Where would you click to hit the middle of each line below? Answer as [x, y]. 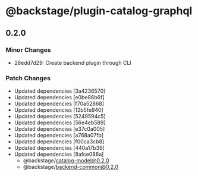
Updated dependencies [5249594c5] [60, 117]
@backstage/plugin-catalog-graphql [99, 11]
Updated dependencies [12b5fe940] [59, 110]
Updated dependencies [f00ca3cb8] [59, 142]
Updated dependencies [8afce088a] [59, 154]
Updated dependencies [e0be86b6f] [59, 98]
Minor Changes [28, 50]
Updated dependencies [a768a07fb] [59, 136]
